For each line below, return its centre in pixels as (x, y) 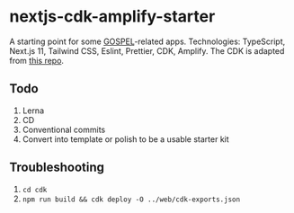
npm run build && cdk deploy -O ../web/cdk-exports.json (131, 200)
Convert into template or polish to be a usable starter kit (125, 139)
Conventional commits (64, 129)
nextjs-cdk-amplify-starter (112, 17)
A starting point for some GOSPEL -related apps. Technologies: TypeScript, (147, 41)
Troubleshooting (57, 168)
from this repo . (37, 60)
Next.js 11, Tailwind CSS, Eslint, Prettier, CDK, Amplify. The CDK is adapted (147, 50)
